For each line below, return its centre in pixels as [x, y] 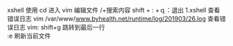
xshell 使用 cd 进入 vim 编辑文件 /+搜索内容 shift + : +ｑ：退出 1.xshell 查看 [114, 10]
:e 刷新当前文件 [29, 36]
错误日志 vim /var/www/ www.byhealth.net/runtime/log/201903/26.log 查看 [114, 19]
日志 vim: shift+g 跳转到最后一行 [59, 27]
